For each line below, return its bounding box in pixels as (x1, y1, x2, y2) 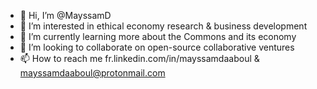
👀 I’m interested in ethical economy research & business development (19, 20, 308, 32)
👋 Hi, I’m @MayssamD (19, 10, 112, 21)
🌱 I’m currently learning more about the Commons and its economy (19, 31, 297, 42)
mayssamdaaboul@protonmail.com (19, 67, 166, 79)
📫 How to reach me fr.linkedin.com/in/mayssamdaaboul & (19, 53, 260, 64)
